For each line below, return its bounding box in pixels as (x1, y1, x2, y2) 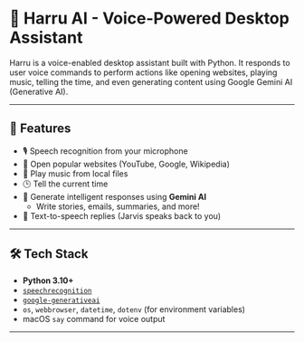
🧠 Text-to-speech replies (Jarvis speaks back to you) (22, 210, 222, 221)
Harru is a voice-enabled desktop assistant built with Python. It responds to (9, 57, 291, 68)
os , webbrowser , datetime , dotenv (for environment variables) (22, 303, 246, 315)
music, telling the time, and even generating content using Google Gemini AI (9, 76, 293, 87)
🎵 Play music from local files (22, 167, 128, 179)
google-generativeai (22, 296, 100, 305)
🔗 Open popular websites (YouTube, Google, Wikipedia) (22, 158, 231, 169)
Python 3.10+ (22, 275, 74, 286)
